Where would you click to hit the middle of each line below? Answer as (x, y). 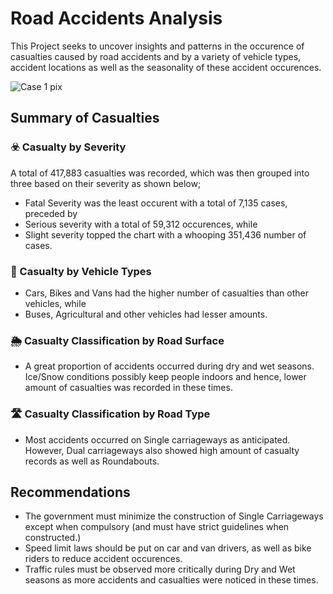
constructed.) (53, 538)
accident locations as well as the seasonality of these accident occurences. (166, 67)
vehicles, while (55, 303)
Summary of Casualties (85, 118)
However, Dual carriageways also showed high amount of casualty (162, 450)
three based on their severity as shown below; (106, 183)
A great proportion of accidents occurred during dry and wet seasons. (169, 366)
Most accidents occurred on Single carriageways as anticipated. (157, 439)
